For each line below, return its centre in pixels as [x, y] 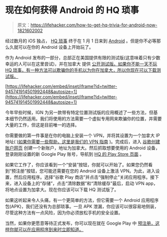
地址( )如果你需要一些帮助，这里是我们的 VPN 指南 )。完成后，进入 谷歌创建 [83, 141]
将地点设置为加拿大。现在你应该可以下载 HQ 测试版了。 [62, 189]
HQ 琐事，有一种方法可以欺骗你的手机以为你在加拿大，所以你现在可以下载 [81, 70]
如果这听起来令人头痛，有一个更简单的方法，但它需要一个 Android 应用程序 [82, 200]
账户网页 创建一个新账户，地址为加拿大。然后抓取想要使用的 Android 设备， [83, 148]
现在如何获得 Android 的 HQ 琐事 [72, 10]
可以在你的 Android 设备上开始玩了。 [56, 47]
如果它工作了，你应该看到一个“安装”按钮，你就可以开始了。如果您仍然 [77, 164]
